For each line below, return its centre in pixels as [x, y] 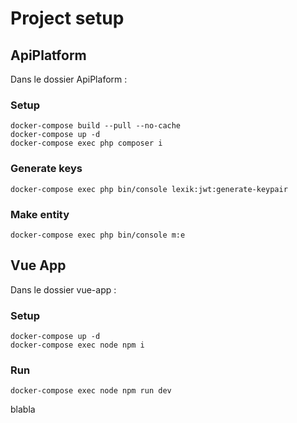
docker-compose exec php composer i [86, 143]
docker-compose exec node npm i [77, 345]
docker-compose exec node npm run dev [91, 391]
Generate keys [46, 169]
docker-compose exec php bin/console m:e [98, 235]
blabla [23, 409]
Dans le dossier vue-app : [63, 289]
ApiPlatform [48, 55]
